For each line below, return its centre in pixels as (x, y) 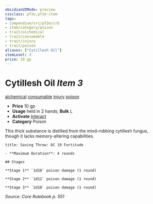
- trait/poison (20, 46)
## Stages (15, 162)
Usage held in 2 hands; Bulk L (42, 111)
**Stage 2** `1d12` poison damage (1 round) (51, 179)
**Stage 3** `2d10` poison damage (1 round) (51, 187)
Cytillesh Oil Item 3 (44, 83)
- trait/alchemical (25, 32)
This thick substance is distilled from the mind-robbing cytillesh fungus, (77, 131)
